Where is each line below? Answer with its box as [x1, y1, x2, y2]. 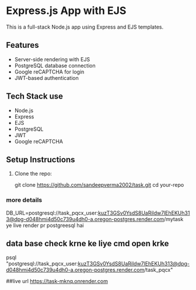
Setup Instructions [6, 155, 75, 165]
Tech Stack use [6, 92, 63, 102]
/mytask [164, 215, 184, 222]
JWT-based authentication [14, 74, 79, 81]
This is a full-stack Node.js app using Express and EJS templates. [6, 23, 164, 30]
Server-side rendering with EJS [14, 55, 90, 62]
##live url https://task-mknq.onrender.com [6, 278, 108, 285]
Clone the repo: [14, 170, 52, 177]
